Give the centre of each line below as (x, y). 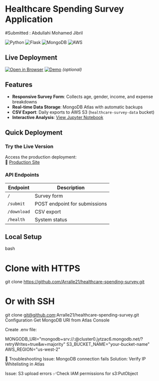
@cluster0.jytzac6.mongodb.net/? (109, 339)
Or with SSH (30, 301)
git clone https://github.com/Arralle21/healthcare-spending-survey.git (75, 282)
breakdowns (25, 101)
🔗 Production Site (22, 162)
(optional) (72, 69)
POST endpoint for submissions (71, 203)
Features (19, 85)
